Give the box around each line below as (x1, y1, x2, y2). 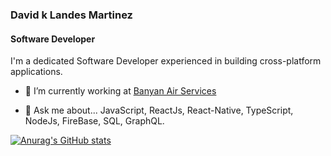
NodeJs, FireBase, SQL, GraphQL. (24, 115, 165, 127)
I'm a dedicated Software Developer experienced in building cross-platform (10, 55, 322, 67)
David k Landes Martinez (10, 8, 133, 22)
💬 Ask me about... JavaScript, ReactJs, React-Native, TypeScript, (24, 104, 294, 117)
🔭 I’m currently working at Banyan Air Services (24, 85, 217, 97)
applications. (10, 66, 63, 78)
